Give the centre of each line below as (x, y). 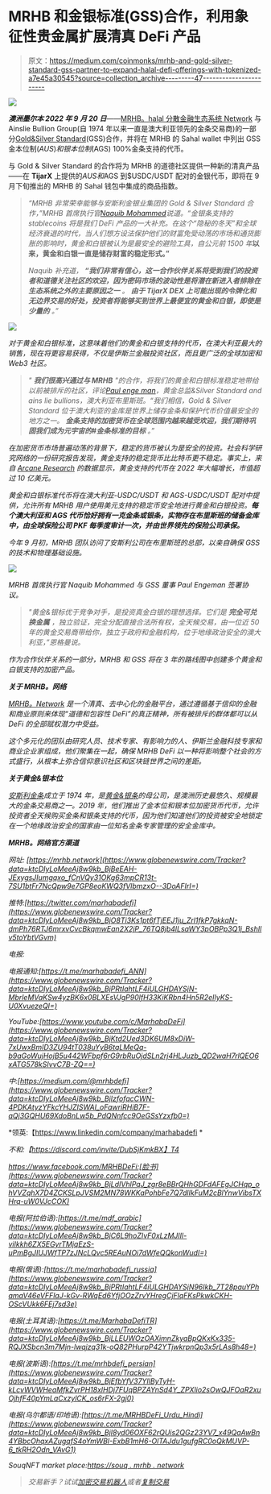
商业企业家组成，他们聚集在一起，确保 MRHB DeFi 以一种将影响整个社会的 (131, 751)
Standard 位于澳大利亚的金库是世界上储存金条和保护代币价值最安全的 (143, 410)
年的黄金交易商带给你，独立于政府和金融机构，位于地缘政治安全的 (137, 632)
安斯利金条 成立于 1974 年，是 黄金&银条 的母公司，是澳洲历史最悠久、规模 (129, 795)
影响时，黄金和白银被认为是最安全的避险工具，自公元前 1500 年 (148, 243)
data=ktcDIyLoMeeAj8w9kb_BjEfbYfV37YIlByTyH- (92, 1381)
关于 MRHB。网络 (37, 687)
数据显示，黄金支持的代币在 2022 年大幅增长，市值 (168, 467)
